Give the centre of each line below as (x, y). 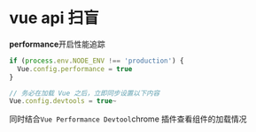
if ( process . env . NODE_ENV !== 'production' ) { (97, 61)
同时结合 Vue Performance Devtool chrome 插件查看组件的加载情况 (128, 119)
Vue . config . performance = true (75, 69)
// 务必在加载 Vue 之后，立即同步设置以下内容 (85, 93)
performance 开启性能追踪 (57, 44)
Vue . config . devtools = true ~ (63, 101)
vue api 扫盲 (54, 18)
